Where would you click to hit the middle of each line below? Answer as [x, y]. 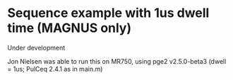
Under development [36, 47]
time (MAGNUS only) [70, 28]
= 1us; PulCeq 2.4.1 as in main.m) [55, 69]
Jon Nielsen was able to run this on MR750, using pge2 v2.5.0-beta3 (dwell [117, 61]
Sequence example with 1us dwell [108, 13]
